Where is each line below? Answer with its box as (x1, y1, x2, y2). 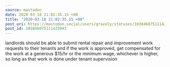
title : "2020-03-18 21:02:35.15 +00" (5, 17, 85, 22)
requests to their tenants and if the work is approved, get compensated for (5, 45, 161, 51)
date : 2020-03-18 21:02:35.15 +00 (5, 12, 78, 17)
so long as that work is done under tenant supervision (5, 56, 118, 62)
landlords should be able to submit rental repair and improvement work (5, 40, 153, 46)
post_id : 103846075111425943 (5, 26, 67, 31)
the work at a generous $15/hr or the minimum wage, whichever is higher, (5, 51, 159, 57)
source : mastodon (5, 7, 42, 13)
